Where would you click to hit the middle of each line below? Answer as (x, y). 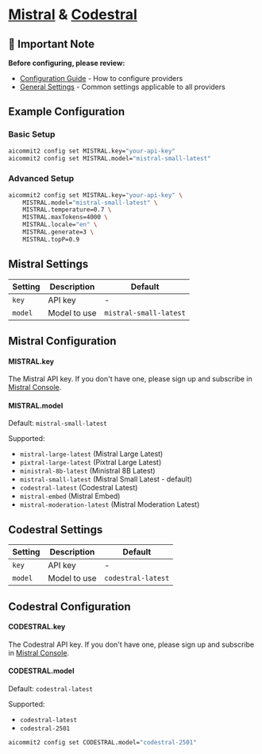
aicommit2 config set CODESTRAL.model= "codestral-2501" (102, 743)
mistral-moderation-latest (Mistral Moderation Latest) (110, 505)
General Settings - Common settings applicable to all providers (123, 87)
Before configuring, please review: (67, 63)
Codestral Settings (56, 530)
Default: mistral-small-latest (58, 423)
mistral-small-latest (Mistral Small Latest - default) (106, 479)
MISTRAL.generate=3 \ (58, 232)
